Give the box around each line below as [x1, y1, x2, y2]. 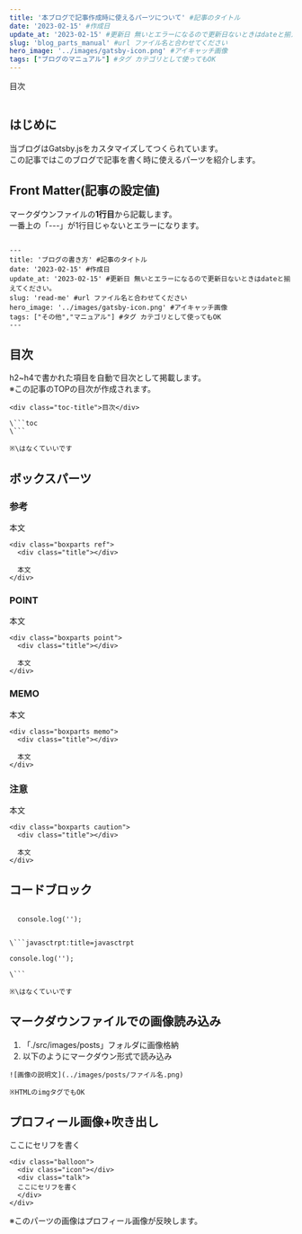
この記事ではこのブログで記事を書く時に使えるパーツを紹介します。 [9, 154, 261, 164]
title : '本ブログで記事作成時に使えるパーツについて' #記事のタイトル [9, 13, 241, 22]
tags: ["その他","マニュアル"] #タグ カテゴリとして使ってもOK [9, 312, 222, 322]
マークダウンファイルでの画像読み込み [9, 1014, 222, 1029]
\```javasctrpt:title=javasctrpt [9, 938, 135, 947]
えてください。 [9, 284, 57, 293]
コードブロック [9, 883, 93, 898]
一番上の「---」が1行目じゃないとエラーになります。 [9, 219, 204, 230]
